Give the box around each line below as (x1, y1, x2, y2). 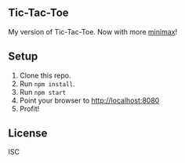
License (8, 127, 48, 140)
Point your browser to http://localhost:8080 (19, 96, 160, 105)
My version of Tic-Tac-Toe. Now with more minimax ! (8, 27, 178, 36)
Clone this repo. (19, 71, 71, 80)
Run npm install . (19, 78, 76, 89)
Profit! (19, 103, 40, 113)
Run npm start (19, 87, 67, 96)
